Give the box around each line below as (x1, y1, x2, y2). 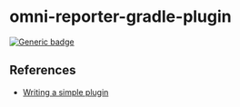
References (9, 63, 76, 78)
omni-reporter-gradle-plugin (9, 6, 232, 27)
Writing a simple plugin (22, 86, 109, 97)
